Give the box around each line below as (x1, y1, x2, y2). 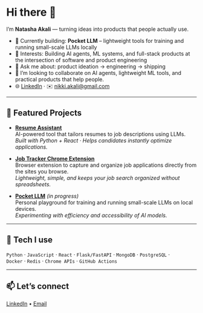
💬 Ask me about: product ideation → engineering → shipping (14, 63, 166, 70)
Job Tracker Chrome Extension (14, 155, 95, 162)
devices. (14, 205, 37, 212)
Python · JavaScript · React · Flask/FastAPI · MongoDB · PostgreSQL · (6, 251, 170, 258)
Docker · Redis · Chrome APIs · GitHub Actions (6, 257, 118, 265)
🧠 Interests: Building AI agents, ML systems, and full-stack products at (14, 50, 190, 57)
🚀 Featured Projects (6, 108, 82, 118)
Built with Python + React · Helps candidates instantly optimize (14, 137, 172, 144)
